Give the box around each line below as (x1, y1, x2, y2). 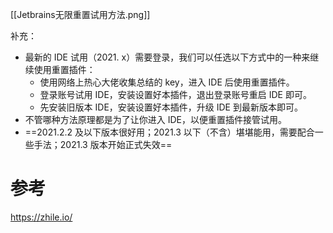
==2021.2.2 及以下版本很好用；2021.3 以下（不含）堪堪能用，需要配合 (24, 126, 315, 138)
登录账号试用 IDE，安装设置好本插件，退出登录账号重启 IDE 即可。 (39, 89, 312, 100)
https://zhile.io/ (10, 211, 73, 223)
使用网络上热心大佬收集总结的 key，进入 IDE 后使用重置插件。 (39, 76, 295, 88)
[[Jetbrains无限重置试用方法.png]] (10, 9, 151, 20)
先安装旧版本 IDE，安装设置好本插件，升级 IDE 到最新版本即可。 (39, 101, 303, 113)
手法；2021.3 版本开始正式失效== (33, 139, 173, 150)
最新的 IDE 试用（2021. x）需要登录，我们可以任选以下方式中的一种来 (24, 51, 311, 63)
